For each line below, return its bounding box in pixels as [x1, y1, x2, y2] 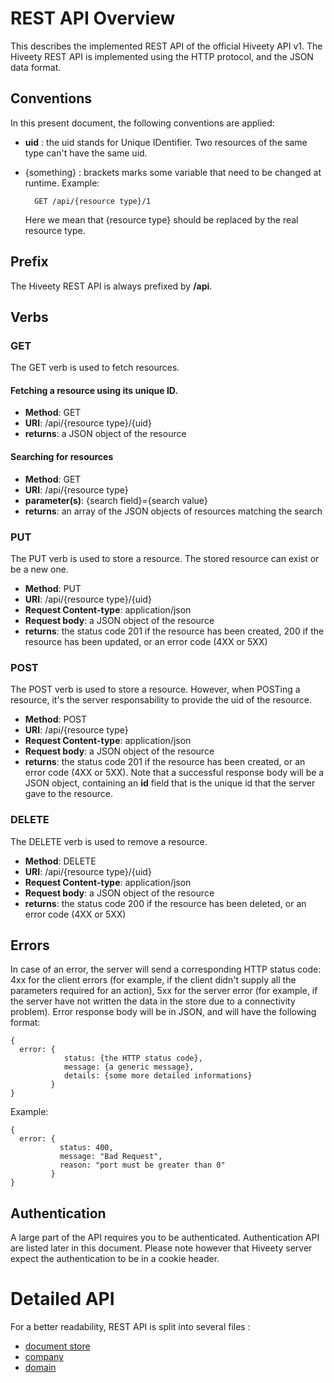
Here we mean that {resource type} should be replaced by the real [24, 213, 299, 226]
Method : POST [24, 713, 88, 726]
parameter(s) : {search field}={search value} [24, 494, 208, 506]
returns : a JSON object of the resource [24, 428, 187, 440]
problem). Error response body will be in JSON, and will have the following [10, 1006, 317, 1018]
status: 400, [59, 1143, 114, 1153]
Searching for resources [10, 451, 114, 463]
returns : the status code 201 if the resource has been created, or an [24, 756, 306, 768]
